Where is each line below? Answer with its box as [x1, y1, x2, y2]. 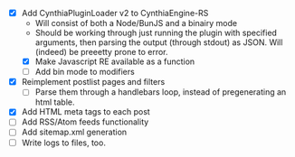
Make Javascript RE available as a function [34, 56, 195, 67]
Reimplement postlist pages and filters [21, 77, 166, 88]
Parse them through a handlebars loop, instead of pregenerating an [34, 87, 287, 97]
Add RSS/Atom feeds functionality [21, 116, 149, 127]
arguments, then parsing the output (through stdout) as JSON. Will [34, 37, 283, 48]
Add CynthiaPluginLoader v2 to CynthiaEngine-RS [21, 8, 209, 18]
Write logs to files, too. [21, 137, 106, 148]
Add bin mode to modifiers [34, 67, 135, 78]
